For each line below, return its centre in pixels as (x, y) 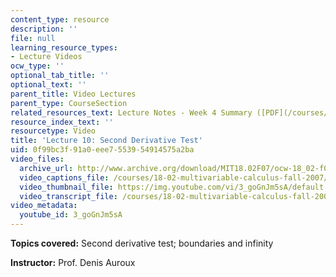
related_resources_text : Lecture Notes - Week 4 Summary (131, 112)
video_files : (37, 159)
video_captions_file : (64, 177)
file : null (33, 38)
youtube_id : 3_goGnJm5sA (71, 215)
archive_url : (46, 168)
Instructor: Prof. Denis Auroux (73, 262)
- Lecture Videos (46, 57)
